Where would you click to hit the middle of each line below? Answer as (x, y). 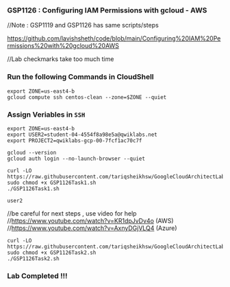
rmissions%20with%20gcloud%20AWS (63, 46)
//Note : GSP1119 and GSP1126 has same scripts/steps (83, 25)
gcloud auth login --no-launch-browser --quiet (76, 159)
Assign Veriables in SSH (46, 114)
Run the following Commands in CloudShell (80, 77)
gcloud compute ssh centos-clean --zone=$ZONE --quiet (87, 97)
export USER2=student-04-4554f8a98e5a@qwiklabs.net (82, 135)
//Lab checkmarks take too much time (61, 59)
